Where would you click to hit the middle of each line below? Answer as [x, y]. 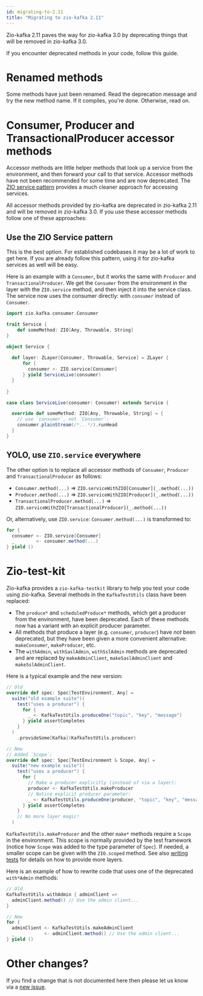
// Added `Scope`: [29, 755]
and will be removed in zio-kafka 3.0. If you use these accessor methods [97, 212]
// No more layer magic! [48, 816]
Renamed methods [55, 77]
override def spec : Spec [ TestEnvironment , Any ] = [70, 693]
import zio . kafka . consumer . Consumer [52, 314]
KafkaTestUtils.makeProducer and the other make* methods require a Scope [99, 834]
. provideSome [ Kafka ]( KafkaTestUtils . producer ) [77, 738]
